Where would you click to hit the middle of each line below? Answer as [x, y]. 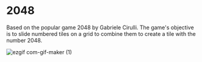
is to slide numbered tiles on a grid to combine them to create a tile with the [101, 33]
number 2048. [24, 40]
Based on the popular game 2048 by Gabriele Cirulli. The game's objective [100, 27]
